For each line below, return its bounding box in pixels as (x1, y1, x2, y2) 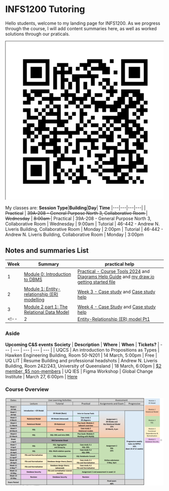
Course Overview (5, 386, 49, 393)
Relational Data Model (24, 309, 69, 315)
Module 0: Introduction (24, 271, 71, 277)
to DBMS (24, 276, 43, 282)
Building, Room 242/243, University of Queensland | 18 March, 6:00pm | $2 (5, 363, 162, 369)
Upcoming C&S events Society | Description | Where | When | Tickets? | (5, 341, 159, 348)
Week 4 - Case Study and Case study (77, 303, 156, 310)
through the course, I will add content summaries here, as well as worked (5, 25, 157, 31)
